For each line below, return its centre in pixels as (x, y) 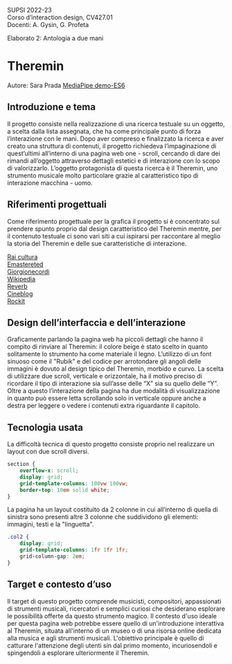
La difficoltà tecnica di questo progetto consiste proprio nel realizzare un (111, 444)
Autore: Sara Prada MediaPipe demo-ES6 (66, 85)
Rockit (16, 301)
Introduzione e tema (51, 107)
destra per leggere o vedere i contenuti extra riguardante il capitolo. (104, 405)
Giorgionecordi (28, 271)
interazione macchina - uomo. (50, 182)
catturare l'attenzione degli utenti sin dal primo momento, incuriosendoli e (113, 645)
